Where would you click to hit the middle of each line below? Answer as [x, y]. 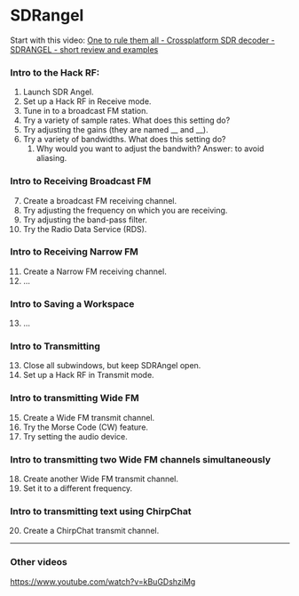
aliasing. [51, 158]
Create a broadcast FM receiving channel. [99, 200]
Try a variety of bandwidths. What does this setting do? [124, 140]
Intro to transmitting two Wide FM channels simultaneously [141, 459]
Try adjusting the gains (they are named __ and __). [115, 130]
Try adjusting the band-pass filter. [85, 220]
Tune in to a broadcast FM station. [86, 111]
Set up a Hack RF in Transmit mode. [88, 375]
